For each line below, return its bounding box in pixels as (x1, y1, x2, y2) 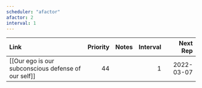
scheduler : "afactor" (6, 8, 61, 15)
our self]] (9, 72, 36, 80)
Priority (87, 43, 110, 51)
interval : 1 (6, 20, 36, 26)
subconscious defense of (9, 64, 81, 73)
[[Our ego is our (9, 57, 55, 65)
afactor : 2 (6, 14, 34, 20)
